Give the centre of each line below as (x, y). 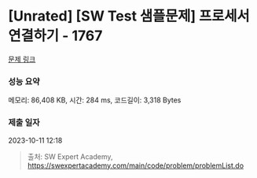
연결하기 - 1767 (55, 36)
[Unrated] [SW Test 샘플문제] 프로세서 (129, 16)
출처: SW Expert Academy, (70, 156)
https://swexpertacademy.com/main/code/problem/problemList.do (136, 165)
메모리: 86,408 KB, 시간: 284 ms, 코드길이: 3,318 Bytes (95, 100)
